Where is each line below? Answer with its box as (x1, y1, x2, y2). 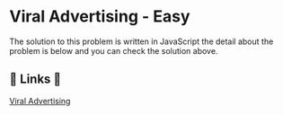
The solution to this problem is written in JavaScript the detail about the (9, 36, 274, 47)
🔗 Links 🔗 (9, 72, 62, 87)
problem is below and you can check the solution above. (9, 45, 218, 56)
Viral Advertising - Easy (9, 6, 190, 27)
